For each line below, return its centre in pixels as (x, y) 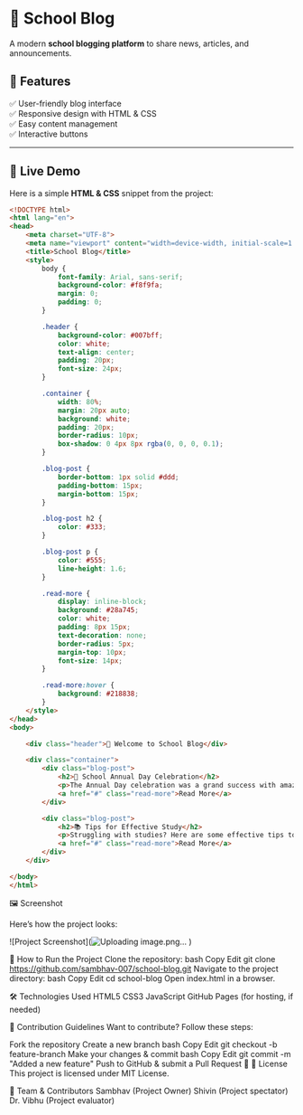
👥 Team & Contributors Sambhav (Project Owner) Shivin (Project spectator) (149, 1091)
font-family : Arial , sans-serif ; (120, 277)
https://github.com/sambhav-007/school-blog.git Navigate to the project (144, 969)
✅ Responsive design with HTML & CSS (83, 113)
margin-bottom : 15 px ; (98, 494)
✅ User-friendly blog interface (65, 103)
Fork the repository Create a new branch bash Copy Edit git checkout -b (143, 1044)
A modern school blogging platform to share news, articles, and (129, 43)
